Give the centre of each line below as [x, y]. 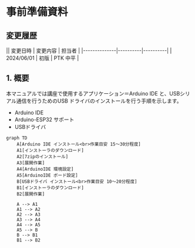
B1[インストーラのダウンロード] [50, 188]
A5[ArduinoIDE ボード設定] [47, 175]
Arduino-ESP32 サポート [44, 119]
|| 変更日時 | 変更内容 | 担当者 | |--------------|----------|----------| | [89, 51]
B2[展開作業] [31, 194]
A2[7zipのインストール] [43, 157]
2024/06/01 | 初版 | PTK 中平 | [43, 58]
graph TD [17, 138]
